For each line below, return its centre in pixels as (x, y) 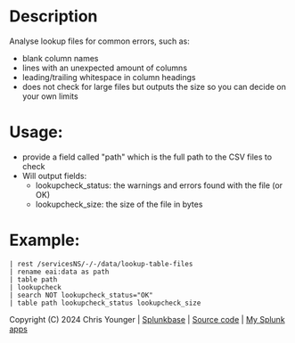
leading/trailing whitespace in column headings (109, 77)
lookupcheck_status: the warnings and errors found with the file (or (159, 185)
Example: (45, 240)
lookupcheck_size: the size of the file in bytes (119, 204)
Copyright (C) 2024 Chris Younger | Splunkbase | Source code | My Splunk (147, 319)
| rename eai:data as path (59, 272)
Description (53, 16)
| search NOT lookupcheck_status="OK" (81, 295)
